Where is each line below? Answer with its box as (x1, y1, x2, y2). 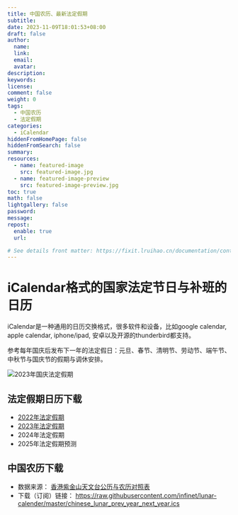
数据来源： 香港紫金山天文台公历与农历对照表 (17, 482, 150, 491)
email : (13, 57, 33, 64)
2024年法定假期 (17, 431, 65, 439)
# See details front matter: (7, 247, 93, 254)
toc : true (7, 188, 37, 196)
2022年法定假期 (17, 413, 65, 421)
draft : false (7, 30, 46, 38)
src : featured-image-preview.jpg (20, 181, 119, 188)
